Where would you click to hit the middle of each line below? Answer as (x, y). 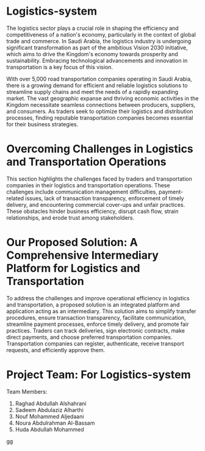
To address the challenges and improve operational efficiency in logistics (98, 298)
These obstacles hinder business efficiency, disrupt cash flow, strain (92, 211)
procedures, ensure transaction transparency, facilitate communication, (96, 317)
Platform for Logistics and (73, 268)
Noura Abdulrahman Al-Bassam (55, 423)
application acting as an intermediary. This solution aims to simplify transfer (101, 311)
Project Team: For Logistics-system (99, 375)
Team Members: (27, 391)
